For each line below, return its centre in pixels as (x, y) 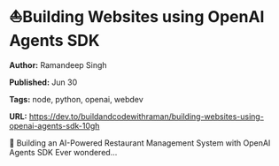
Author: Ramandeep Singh (58, 64)
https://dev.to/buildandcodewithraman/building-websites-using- (146, 116)
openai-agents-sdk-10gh (54, 125)
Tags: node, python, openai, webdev (76, 99)
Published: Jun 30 (43, 82)
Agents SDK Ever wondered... (63, 152)
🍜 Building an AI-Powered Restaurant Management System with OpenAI (140, 143)
